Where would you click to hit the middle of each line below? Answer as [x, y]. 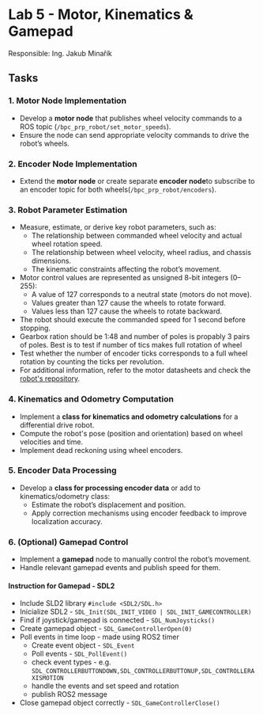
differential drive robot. [57, 424]
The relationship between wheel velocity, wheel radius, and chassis [141, 253]
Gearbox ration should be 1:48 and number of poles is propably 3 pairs [135, 337]
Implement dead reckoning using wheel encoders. [101, 450]
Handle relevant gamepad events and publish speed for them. [120, 568]
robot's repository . [50, 378]
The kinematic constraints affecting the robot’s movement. [126, 269]
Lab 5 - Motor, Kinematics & [101, 15]
